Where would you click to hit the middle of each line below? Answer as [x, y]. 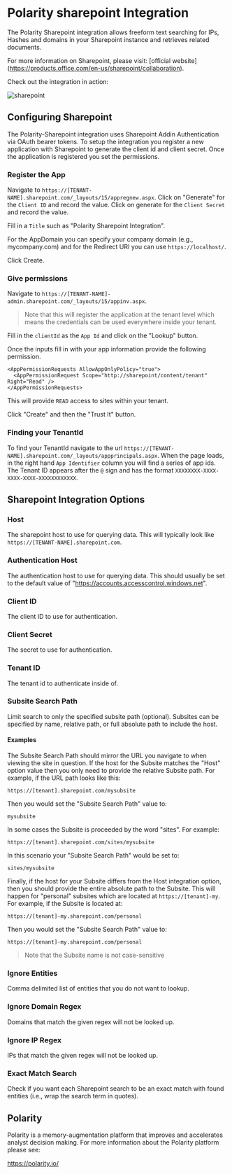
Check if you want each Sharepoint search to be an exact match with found [116, 1089]
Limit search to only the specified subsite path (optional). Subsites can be [113, 716]
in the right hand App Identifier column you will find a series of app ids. [111, 463]
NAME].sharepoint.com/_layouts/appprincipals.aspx [82, 456]
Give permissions [38, 278]
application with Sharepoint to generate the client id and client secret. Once [116, 149]
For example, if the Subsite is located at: [65, 904]
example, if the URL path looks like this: [64, 778]
